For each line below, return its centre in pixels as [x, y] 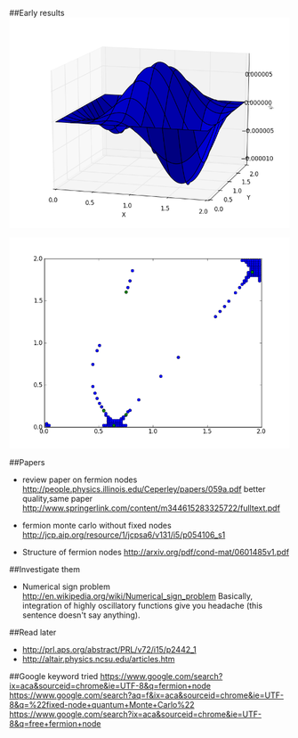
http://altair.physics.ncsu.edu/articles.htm [98, 659]
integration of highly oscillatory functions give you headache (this [142, 606]
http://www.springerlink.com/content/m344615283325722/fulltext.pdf [151, 508]
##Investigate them [44, 569]
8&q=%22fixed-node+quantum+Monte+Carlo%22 [102, 705]
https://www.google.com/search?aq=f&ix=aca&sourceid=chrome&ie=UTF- [147, 695]
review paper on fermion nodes [80, 480]
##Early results [37, 13]
